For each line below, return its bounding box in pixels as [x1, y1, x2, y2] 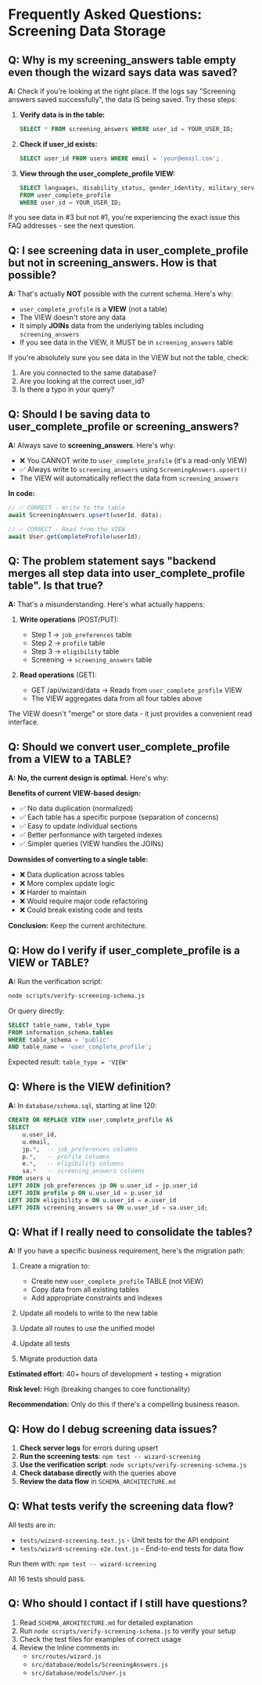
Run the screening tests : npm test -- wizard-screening [19, 1452, 201, 1461]
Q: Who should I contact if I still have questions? [8, 1597, 248, 1610]
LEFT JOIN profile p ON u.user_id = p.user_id [8, 1189, 163, 1197]
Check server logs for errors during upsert [19, 1443, 159, 1453]
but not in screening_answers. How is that [8, 256, 217, 269]
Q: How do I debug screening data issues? [8, 1422, 217, 1435]
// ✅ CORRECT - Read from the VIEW [8, 525, 126, 533]
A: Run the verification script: [8, 976, 103, 986]
